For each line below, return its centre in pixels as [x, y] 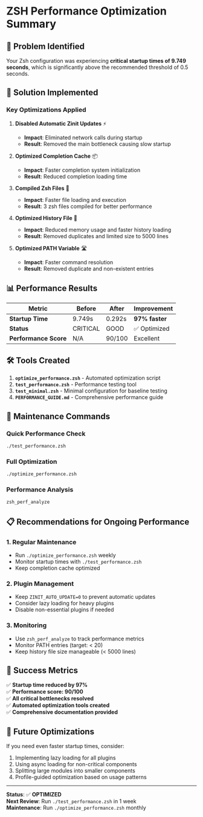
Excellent [147, 338]
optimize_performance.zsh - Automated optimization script [88, 378]
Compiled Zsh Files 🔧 [42, 188]
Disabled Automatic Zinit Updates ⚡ [61, 123]
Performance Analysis [40, 489]
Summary [31, 24]
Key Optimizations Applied [46, 110]
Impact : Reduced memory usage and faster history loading [98, 229]
